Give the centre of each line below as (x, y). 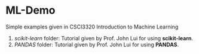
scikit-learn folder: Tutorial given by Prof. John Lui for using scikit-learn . (104, 38)
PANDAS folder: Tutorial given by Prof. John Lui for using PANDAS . (97, 45)
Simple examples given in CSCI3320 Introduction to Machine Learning (92, 27)
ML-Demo (30, 10)
